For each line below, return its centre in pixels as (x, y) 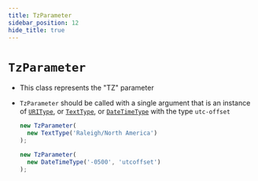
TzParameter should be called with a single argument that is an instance (135, 103)
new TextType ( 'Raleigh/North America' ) (92, 133)
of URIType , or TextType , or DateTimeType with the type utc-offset (125, 112)
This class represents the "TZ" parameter (87, 88)
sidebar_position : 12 (44, 23)
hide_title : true (37, 30)
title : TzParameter (40, 15)
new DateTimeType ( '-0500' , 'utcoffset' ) (94, 162)
